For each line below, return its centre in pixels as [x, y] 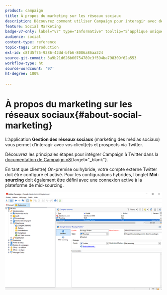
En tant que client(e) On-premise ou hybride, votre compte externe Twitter [81, 169]
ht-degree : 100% [22, 74]
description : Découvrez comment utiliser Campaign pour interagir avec [81, 21]
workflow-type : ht [24, 63]
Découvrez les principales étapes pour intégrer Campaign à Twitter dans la [82, 154]
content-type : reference [31, 42]
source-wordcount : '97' [30, 68]
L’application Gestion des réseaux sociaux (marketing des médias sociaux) [83, 139]
